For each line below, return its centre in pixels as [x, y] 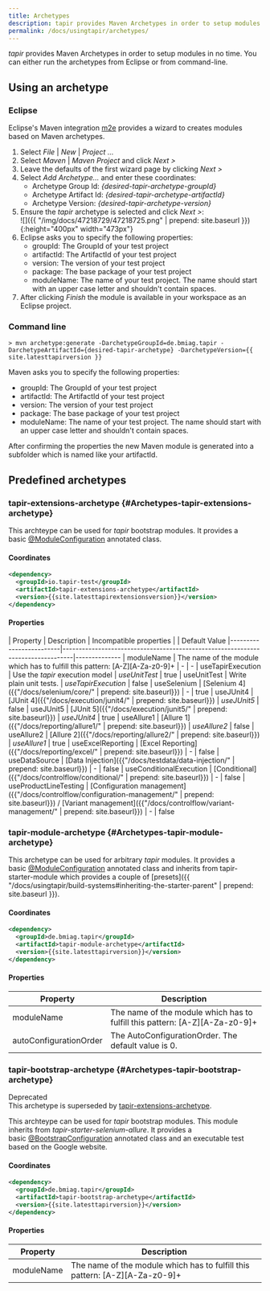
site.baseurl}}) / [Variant [48, 803]
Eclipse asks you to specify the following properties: [106, 237]
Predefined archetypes [67, 480]
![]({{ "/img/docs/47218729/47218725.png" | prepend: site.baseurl [130, 220]
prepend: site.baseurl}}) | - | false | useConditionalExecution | [110, 768]
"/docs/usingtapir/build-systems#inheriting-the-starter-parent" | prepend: [131, 886]
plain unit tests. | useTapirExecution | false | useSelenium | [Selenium [123, 683]
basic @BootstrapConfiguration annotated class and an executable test [126, 1138]
